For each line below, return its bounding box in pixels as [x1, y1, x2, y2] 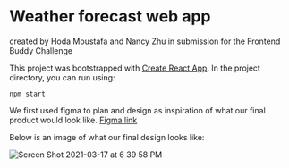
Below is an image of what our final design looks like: [9, 131, 205, 142]
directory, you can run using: [9, 71, 115, 82]
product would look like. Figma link [9, 114, 138, 125]
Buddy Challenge [9, 45, 73, 55]
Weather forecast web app [9, 6, 211, 27]
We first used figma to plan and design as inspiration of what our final [9, 105, 266, 115]
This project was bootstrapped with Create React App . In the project [9, 63, 261, 73]
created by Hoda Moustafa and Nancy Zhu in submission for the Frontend [9, 36, 281, 46]
